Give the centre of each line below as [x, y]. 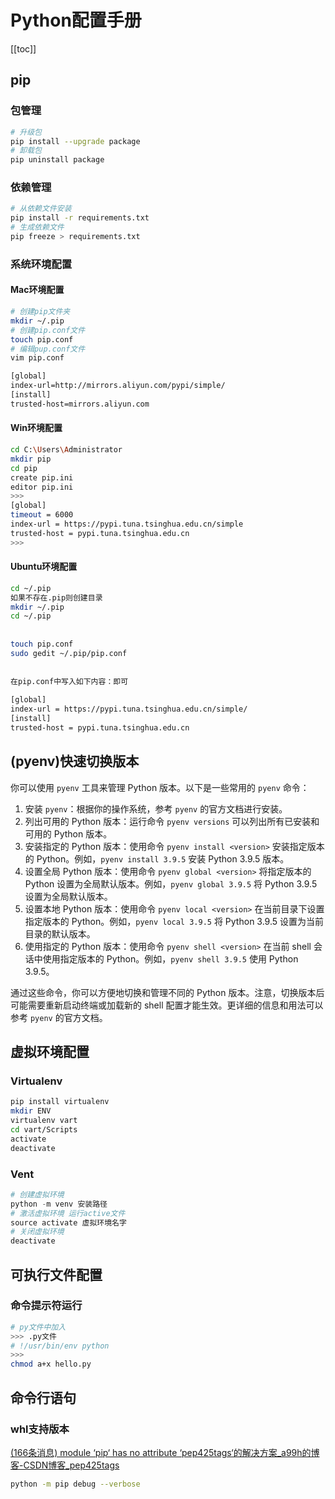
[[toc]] [23, 48]
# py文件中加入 [38, 1327]
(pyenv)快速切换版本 [75, 761]
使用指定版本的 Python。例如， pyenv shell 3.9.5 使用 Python [170, 958]
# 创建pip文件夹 [40, 312]
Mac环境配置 [37, 290]
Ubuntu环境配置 [44, 567]
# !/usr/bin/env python [60, 1346]
